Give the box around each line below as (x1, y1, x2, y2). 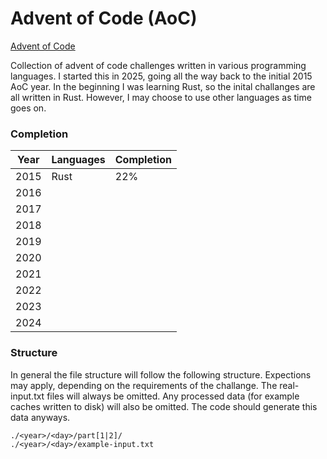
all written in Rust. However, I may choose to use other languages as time (10, 91, 312, 103)
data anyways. (10, 411, 71, 423)
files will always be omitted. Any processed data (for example (46, 390, 300, 402)
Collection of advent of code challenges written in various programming (10, 59, 307, 71)
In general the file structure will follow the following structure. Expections (10, 368, 312, 381)
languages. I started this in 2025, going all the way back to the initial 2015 (10, 70, 313, 82)
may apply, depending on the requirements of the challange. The (10, 379, 278, 391)
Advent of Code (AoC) (10, 7, 198, 30)
